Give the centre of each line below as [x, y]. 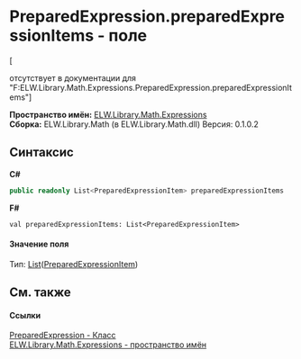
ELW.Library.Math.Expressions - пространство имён [108, 345]
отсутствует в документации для [73, 77]
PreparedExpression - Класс [63, 336]
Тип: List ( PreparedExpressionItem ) [74, 264]
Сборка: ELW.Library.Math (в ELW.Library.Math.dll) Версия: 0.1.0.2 [134, 124]
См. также [41, 293]
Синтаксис [41, 153]
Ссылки [25, 315]
